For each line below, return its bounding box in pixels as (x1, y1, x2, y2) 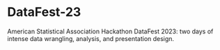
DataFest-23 (7, 4, 81, 20)
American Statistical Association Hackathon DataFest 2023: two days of (7, 27, 214, 35)
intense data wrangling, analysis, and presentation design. (7, 34, 175, 42)
